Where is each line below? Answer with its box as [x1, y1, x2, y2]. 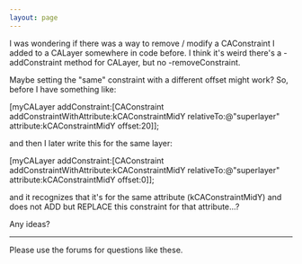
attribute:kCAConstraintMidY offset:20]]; [9, 120, 160, 131]
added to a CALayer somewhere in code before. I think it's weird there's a [9, 47, 282, 58]
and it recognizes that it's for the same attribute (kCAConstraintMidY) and [9, 191, 282, 202]
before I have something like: [9, 84, 117, 94]
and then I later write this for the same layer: [9, 137, 173, 148]
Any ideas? [9, 218, 51, 229]
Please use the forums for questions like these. [9, 244, 183, 255]
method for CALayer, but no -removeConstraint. [64, 57, 241, 67]
